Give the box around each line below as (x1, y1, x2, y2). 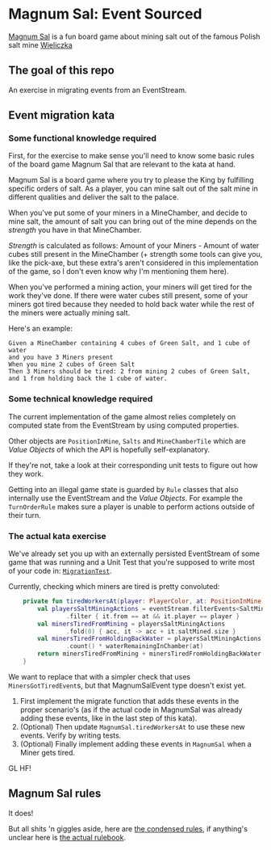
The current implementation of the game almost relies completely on (8, 411, 236, 421)
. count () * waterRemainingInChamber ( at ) (65, 642, 204, 650)
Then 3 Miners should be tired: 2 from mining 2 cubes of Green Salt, (8, 368, 251, 376)
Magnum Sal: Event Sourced (8, 5, 202, 23)
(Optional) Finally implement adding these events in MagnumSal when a (19, 738, 252, 748)
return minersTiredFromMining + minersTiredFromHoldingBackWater (37, 650, 262, 659)
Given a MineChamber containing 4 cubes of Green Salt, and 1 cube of (8, 339, 251, 347)
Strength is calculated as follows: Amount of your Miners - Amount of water (8, 241, 260, 250)
